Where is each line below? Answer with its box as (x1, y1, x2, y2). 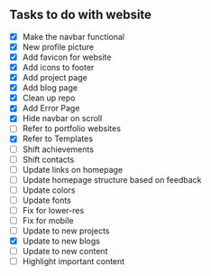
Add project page (22, 72, 87, 83)
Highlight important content (22, 256, 125, 267)
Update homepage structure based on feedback (22, 174, 202, 185)
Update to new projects (22, 225, 110, 236)
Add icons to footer (22, 62, 95, 72)
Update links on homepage (22, 164, 124, 175)
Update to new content (22, 246, 108, 257)
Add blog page (22, 82, 78, 93)
